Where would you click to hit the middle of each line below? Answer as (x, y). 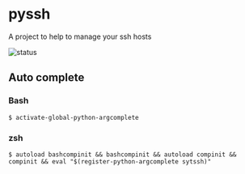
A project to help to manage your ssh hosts (80, 36)
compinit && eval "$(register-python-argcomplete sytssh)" (110, 161)
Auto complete (46, 78)
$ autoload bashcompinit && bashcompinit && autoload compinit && (122, 155)
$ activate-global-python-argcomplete (74, 117)
